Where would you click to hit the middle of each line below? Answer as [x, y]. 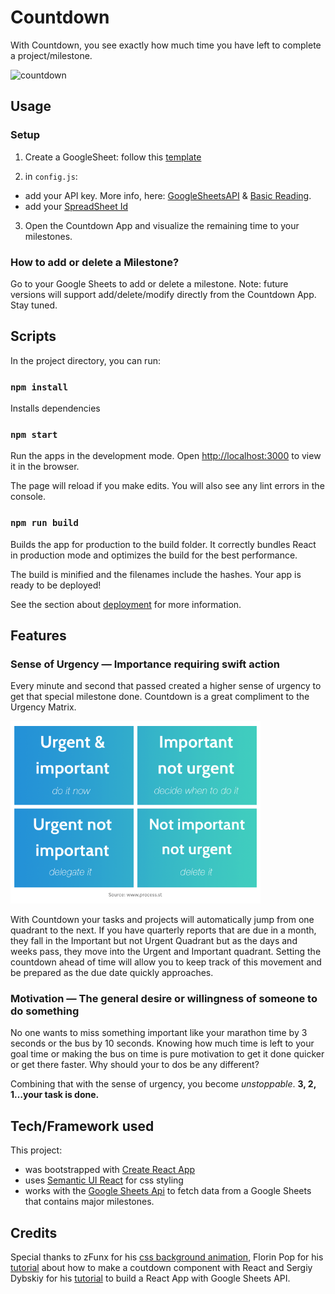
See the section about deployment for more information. [126, 604]
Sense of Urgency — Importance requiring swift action [145, 664]
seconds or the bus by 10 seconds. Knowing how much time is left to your [162, 1043]
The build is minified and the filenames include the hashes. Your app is [156, 574]
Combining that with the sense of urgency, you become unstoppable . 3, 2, [163, 1084]
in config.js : [51, 176]
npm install [39, 387]
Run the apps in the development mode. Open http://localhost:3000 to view [166, 456]
